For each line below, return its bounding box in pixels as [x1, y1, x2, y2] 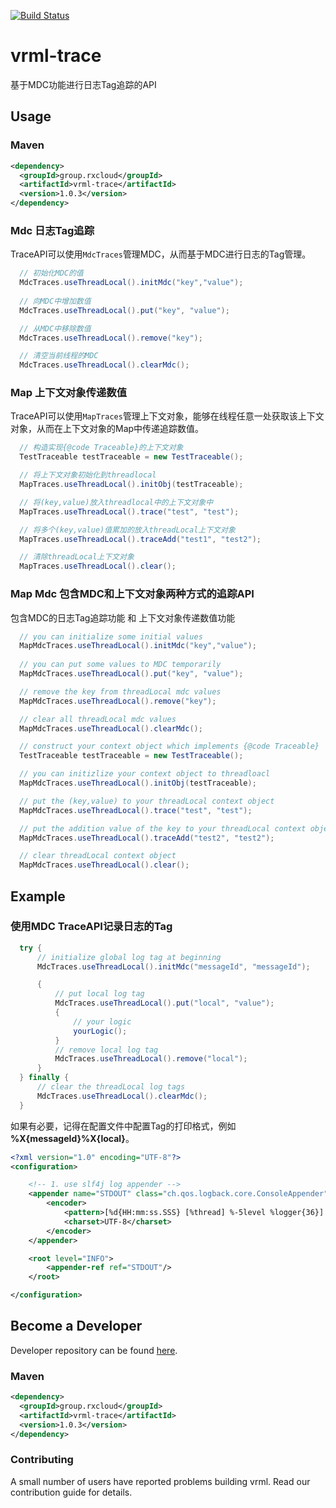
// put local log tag [54, 989, 145, 999]
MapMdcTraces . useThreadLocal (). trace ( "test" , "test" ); [19, 805, 253, 815]
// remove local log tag [54, 1045, 159, 1055]
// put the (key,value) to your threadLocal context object [19, 796, 275, 806]
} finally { [19, 1073, 70, 1083]
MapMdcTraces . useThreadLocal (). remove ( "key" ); [19, 696, 217, 706]
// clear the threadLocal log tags [36, 1082, 186, 1092]
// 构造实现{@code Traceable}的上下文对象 [19, 443, 184, 453]
